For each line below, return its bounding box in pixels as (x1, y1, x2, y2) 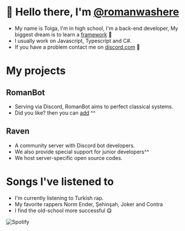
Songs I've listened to (6, 175, 114, 188)
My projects (6, 64, 66, 78)
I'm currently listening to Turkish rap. (14, 194, 104, 202)
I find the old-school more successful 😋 (14, 207, 113, 214)
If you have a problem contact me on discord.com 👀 (14, 43, 140, 51)
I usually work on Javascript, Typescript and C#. (14, 37, 132, 44)
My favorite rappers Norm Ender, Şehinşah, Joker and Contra (14, 200, 163, 207)
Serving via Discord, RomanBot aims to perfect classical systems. (14, 103, 174, 110)
